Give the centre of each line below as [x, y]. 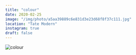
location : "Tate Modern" [31, 24]
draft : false [19, 33]
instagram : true [22, 28]
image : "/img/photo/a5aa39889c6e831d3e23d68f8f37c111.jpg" [69, 19]
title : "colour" [22, 10]
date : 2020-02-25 [23, 14]
